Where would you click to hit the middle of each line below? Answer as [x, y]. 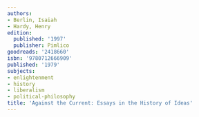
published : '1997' [40, 39]
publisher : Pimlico [41, 45]
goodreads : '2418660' [38, 52]
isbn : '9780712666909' [40, 58]
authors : [20, 13]
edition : [20, 33]
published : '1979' [34, 65]
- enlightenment [30, 77]
